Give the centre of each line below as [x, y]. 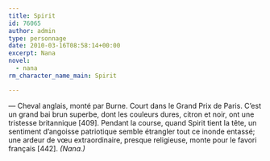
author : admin [32, 31]
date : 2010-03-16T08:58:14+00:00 [64, 46]
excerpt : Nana [32, 53]
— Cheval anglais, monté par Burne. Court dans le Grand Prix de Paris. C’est [135, 105]
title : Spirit [32, 16]
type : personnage [37, 38]
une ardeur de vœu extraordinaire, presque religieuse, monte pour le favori [133, 140]
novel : [19, 61]
